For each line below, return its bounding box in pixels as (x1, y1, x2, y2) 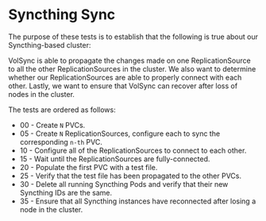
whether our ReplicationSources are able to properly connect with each (8, 72, 242, 82)
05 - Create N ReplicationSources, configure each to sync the (19, 129, 221, 138)
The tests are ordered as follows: (8, 105, 117, 114)
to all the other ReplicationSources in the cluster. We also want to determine (8, 64, 256, 73)
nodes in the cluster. (8, 89, 75, 99)
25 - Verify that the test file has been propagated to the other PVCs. (19, 171, 242, 180)
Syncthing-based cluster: (8, 40, 91, 49)
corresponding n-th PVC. (19, 137, 103, 146)
